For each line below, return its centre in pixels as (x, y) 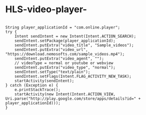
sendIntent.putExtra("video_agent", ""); (59, 59)
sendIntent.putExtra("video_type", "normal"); (65, 67)
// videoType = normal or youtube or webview (64, 63)
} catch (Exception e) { (32, 85)
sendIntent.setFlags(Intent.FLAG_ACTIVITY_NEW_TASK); (73, 76)
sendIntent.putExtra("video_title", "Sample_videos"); (74, 45)
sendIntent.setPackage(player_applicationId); (65, 41)
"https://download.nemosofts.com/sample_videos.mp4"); (65, 54)
